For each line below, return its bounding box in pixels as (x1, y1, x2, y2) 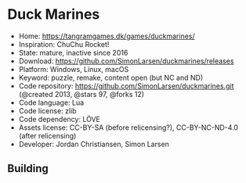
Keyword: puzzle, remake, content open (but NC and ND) (18, 73, 204, 82)
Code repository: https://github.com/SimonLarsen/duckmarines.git (18, 81, 234, 91)
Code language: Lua (18, 98, 85, 107)
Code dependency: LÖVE (18, 114, 101, 124)
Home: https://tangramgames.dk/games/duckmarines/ (18, 31, 195, 41)
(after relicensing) (18, 131, 77, 140)
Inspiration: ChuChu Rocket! (18, 39, 110, 48)
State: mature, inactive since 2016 (18, 48, 128, 57)
